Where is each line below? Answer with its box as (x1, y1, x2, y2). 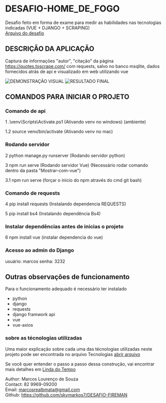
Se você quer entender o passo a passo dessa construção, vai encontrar (5, 361, 155, 367)
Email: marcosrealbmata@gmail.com (5, 387, 80, 393)
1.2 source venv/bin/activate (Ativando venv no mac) (5, 128, 113, 135)
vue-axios (12, 322, 33, 328)
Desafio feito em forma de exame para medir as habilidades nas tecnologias (5, 19, 162, 25)
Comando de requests (5, 189, 60, 196)
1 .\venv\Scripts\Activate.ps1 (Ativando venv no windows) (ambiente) (5, 119, 146, 125)
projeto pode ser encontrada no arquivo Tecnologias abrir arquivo (5, 351, 141, 357)
